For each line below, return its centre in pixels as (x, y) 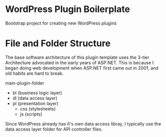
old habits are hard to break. (34, 73)
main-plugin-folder (25, 83)
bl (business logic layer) (37, 93)
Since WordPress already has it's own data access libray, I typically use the (83, 123)
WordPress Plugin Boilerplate (68, 9)
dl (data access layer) (35, 98)
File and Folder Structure (58, 43)
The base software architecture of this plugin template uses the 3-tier (77, 57)
